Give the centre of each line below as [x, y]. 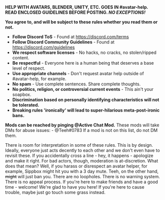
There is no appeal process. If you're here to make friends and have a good [82, 182]
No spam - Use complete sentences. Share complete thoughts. [76, 84]
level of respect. [29, 68]
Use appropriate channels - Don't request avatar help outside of [78, 73]
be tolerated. [26, 105]
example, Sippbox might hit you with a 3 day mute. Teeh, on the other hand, [82, 171]
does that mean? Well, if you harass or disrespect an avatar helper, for [76, 166]
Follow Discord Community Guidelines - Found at [63, 42]
